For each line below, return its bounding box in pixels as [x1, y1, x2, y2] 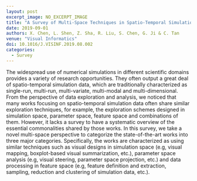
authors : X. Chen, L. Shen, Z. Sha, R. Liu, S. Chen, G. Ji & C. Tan [6, 31, 180, 36]
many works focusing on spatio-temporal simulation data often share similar [6, 99, 190, 106]
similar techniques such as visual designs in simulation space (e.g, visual [6, 143, 182, 150]
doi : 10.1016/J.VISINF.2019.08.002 [6, 42, 93, 48]
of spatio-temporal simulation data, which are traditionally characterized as [6, 81, 188, 88]
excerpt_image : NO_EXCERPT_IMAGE [6, 14, 88, 20]
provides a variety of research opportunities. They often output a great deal [6, 75, 189, 82]
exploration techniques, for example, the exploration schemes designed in [6, 106, 185, 113]
